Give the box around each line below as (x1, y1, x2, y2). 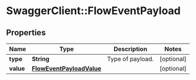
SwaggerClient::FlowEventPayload (6, 4, 181, 18)
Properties (6, 28, 46, 38)
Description (113, 45, 148, 53)
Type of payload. (107, 55, 154, 63)
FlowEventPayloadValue (31, 65, 102, 72)
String (31, 55, 50, 63)
